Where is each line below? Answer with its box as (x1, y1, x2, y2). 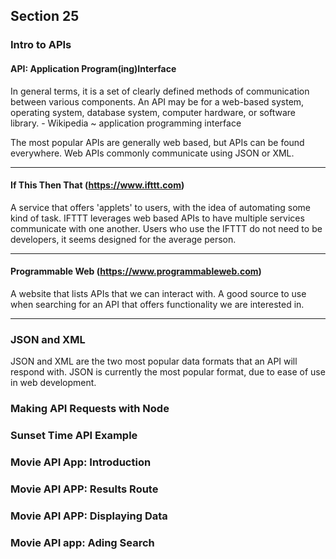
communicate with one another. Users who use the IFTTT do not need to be (10, 222, 323, 234)
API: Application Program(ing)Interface (10, 62, 177, 74)
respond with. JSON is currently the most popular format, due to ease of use (10, 366, 326, 378)
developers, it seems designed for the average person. (10, 233, 237, 245)
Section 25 (10, 8, 80, 25)
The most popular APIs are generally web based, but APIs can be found (10, 136, 305, 148)
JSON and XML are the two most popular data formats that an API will (10, 355, 298, 368)
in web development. (10, 377, 97, 389)
